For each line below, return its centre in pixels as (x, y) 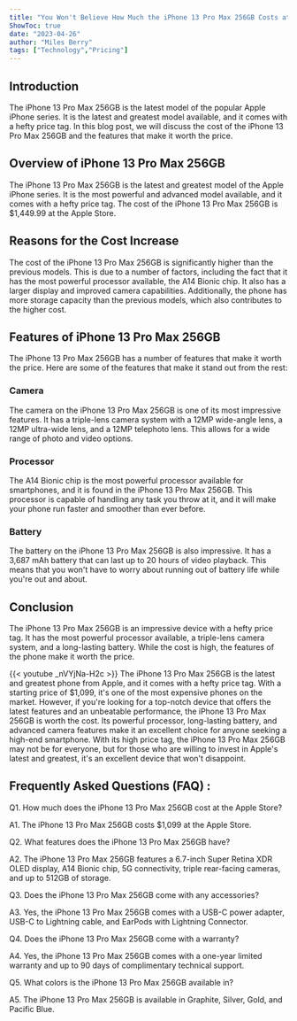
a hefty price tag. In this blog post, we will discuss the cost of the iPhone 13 (147, 126)
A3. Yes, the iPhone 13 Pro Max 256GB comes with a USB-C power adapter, (147, 912)
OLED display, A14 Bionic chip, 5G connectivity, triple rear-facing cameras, (145, 868)
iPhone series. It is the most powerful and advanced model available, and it (146, 194)
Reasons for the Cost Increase (94, 241)
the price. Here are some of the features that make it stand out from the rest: (148, 367)
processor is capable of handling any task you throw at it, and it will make (143, 499)
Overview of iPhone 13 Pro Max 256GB (117, 163)
